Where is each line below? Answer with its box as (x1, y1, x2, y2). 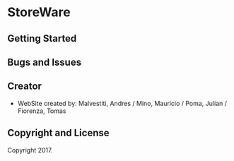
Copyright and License (7, 127, 110, 139)
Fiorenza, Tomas (17, 107, 66, 115)
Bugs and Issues (7, 56, 82, 68)
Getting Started (7, 32, 77, 44)
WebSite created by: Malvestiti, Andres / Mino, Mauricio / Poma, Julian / (17, 99, 228, 107)
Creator (7, 80, 42, 93)
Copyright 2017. (7, 145, 53, 154)
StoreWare (7, 4, 71, 20)
